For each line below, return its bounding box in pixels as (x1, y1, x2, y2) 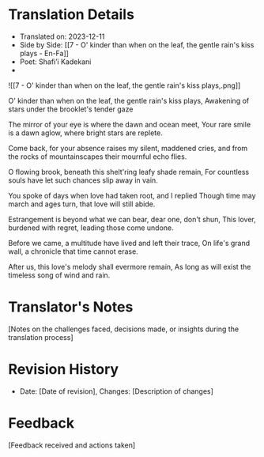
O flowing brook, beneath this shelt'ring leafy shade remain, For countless (8, 167, 250, 176)
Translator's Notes (8, 298, 134, 316)
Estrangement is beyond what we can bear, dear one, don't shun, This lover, (8, 214, 257, 224)
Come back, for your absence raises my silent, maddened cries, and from (8, 143, 248, 153)
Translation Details (8, 6, 134, 24)
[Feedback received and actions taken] (8, 440, 136, 450)
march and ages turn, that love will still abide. (8, 199, 156, 209)
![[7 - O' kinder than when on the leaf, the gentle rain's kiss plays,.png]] (8, 81, 241, 90)
